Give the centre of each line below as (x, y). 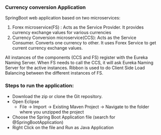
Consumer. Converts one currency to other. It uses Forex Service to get (84, 43)
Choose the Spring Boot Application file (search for (64, 117)
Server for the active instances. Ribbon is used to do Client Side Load (75, 68)
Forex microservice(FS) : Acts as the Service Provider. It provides (78, 27)
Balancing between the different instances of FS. (54, 73)
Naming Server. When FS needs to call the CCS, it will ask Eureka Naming (79, 63)
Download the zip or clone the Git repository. (57, 96)
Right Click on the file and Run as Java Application (63, 127)
